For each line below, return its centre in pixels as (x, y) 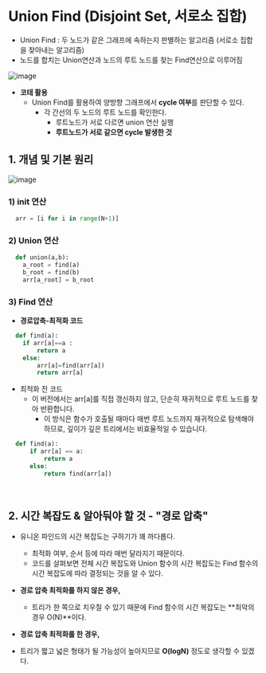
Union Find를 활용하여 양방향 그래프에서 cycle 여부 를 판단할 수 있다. (138, 102)
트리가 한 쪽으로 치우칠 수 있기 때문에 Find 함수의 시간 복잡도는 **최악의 (143, 608)
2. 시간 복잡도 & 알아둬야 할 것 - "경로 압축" (108, 516)
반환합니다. (57, 409)
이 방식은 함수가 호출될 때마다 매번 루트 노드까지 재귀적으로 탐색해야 (149, 419)
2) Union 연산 (34, 240)
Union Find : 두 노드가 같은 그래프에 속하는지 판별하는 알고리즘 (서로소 (129, 40)
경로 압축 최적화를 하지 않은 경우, (70, 590)
